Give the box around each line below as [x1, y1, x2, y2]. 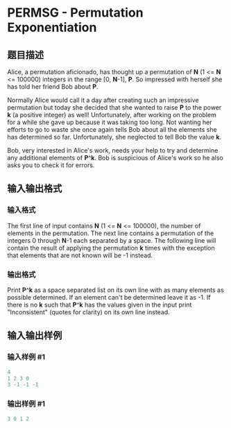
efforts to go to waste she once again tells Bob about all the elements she [7, 126, 217, 133]
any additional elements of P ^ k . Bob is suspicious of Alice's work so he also [7, 154, 223, 162]
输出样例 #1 [7, 399, 45, 409]
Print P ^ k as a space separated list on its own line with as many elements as [7, 286, 224, 294]
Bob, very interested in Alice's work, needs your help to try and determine [7, 146, 219, 154]
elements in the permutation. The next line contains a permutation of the [7, 229, 214, 237]
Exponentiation [7, 19, 97, 35]
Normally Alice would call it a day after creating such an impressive [7, 96, 199, 104]
